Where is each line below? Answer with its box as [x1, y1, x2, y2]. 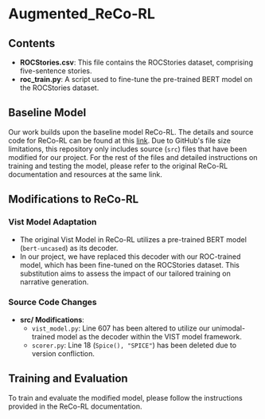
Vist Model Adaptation [8, 217, 97, 228]
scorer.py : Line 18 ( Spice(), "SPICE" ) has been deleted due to [31, 340, 237, 350]
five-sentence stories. [19, 66, 92, 76]
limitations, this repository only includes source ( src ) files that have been [8, 144, 247, 154]
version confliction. [31, 348, 95, 358]
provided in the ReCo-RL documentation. [8, 401, 142, 411]
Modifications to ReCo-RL [8, 193, 139, 206]
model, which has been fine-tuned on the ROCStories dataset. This [19, 260, 240, 269]
